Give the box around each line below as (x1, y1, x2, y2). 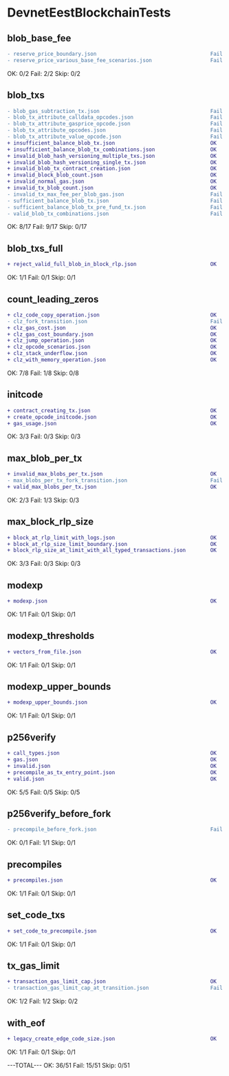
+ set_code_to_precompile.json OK (7, 927, 217, 935)
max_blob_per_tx (7, 452, 83, 464)
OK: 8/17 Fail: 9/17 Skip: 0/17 (7, 223, 87, 231)
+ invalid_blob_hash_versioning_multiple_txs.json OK (7, 152, 217, 159)
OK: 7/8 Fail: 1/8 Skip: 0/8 (7, 369, 79, 377)
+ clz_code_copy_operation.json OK (7, 312, 217, 318)
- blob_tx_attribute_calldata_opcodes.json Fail (7, 114, 223, 121)
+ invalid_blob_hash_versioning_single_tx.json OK (7, 159, 217, 166)
